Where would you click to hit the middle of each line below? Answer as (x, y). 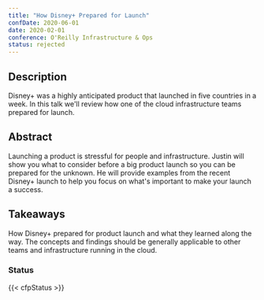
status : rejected (37, 45)
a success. (26, 189)
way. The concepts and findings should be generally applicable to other (125, 242)
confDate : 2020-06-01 (44, 23)
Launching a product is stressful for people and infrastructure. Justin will (126, 156)
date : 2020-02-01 (37, 30)
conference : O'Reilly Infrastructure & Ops (81, 37)
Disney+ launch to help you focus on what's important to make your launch (130, 181)
